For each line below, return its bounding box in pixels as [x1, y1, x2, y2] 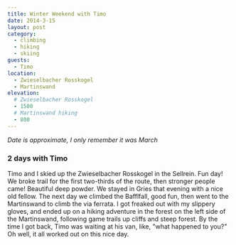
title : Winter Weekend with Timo [7, 10, 107, 18]
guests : [7, 57, 31, 64]
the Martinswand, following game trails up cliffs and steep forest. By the [7, 214, 218, 223]
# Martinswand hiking [14, 109, 78, 116]
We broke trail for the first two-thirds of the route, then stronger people [7, 177, 215, 185]
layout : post [7, 23, 46, 31]
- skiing [14, 50, 40, 58]
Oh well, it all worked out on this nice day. [7, 229, 129, 238]
